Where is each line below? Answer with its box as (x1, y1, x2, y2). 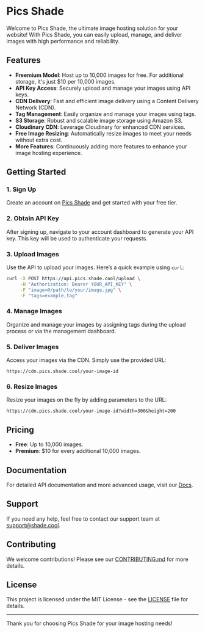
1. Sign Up (6, 185, 37, 194)
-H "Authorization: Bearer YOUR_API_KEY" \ (20, 281, 132, 288)
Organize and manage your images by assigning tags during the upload (6, 320, 186, 328)
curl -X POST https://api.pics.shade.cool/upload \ (6, 276, 140, 282)
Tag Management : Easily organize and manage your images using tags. (15, 110, 196, 117)
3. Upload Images (6, 250, 59, 258)
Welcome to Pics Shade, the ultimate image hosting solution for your (6, 24, 179, 32)
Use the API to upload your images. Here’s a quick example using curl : (6, 264, 184, 271)
